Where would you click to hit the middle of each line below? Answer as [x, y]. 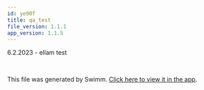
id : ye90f [22, 13]
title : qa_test [29, 20]
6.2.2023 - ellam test [37, 53]
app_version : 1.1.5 [35, 33]
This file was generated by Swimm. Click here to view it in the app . [102, 80]
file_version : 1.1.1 [37, 26]
